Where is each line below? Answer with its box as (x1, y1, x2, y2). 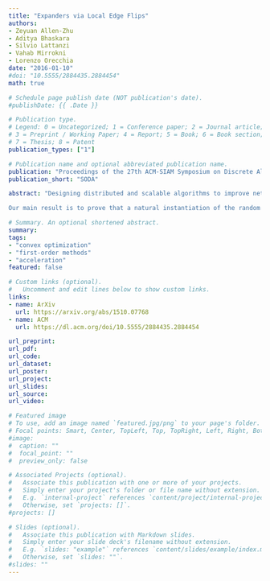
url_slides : (8, 382, 48, 390)
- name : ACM (8, 315, 48, 323)
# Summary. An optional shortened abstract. (8, 219, 160, 227)
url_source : (8, 389, 48, 398)
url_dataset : (8, 360, 52, 368)
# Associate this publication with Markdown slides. (8, 530, 196, 539)
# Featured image (8, 412, 67, 420)
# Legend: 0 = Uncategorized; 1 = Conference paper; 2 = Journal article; (8, 123, 264, 131)
